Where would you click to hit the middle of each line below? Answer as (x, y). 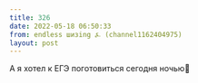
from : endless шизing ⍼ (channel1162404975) (96, 34)
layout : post (34, 43)
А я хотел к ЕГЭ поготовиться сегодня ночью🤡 (100, 69)
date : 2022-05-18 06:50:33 (60, 26)
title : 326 (30, 18)
